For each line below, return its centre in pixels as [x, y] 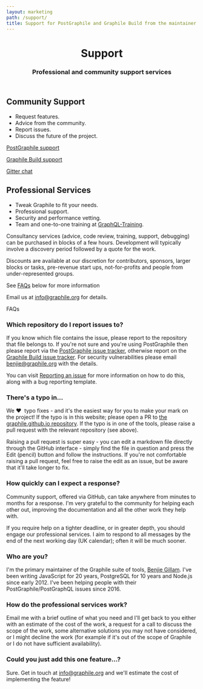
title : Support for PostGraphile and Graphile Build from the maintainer [101, 23]
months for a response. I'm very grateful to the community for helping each [100, 503]
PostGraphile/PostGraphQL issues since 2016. [64, 589]
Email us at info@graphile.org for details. [57, 297]
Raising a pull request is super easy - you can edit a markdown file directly [99, 442]
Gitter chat [19, 171]
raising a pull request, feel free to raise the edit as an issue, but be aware [97, 461]
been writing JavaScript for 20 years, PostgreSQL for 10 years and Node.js [99, 576]
